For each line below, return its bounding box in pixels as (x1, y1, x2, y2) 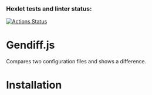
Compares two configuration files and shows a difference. (6, 58, 147, 65)
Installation (6, 79, 62, 92)
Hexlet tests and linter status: (6, 5, 92, 13)
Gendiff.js (6, 39, 55, 52)
